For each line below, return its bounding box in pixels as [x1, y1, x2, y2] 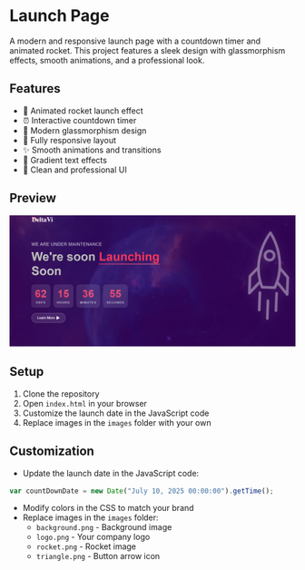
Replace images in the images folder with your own [22, 417, 212, 427]
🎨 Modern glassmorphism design [22, 124, 147, 136]
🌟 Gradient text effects [22, 154, 107, 165]
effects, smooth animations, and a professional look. [9, 54, 205, 65]
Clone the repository [22, 388, 100, 399]
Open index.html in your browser [22, 398, 148, 408]
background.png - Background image [35, 522, 172, 533]
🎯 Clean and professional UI [22, 164, 127, 175]
